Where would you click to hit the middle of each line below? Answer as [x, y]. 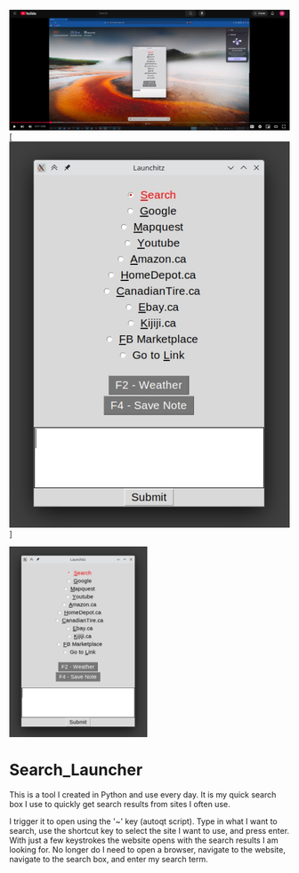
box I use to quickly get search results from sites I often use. [120, 804]
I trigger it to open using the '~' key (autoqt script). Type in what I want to [143, 821]
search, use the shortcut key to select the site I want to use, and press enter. [149, 830]
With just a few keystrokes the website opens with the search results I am [144, 840]
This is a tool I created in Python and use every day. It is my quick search [143, 794]
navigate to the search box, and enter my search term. [109, 859]
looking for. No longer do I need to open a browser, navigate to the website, [148, 849]
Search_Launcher [76, 769]
